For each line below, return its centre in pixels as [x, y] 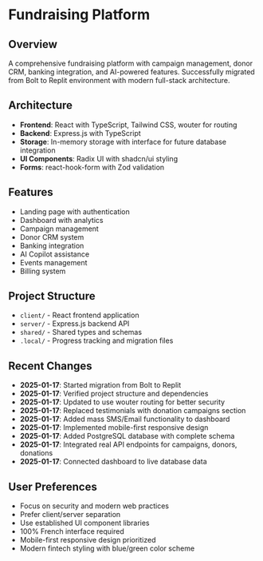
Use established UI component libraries [84, 523]
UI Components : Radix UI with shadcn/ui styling [98, 158]
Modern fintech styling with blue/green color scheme [107, 548]
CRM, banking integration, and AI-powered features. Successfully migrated [131, 72]
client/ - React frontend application [79, 315]
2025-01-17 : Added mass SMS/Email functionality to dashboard [125, 419]
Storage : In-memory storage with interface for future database [123, 141]
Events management [53, 262]
